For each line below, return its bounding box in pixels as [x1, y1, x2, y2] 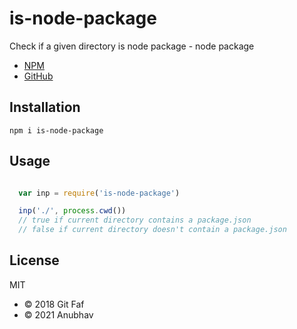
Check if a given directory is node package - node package [9, 40, 255, 52]
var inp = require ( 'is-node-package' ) [18, 188, 181, 198]
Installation [9, 99, 81, 116]
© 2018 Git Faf [23, 298, 85, 310]
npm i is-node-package [9, 125, 104, 136]
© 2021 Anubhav [23, 308, 94, 321]
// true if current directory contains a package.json [18, 215, 252, 226]
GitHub [23, 70, 54, 82]
